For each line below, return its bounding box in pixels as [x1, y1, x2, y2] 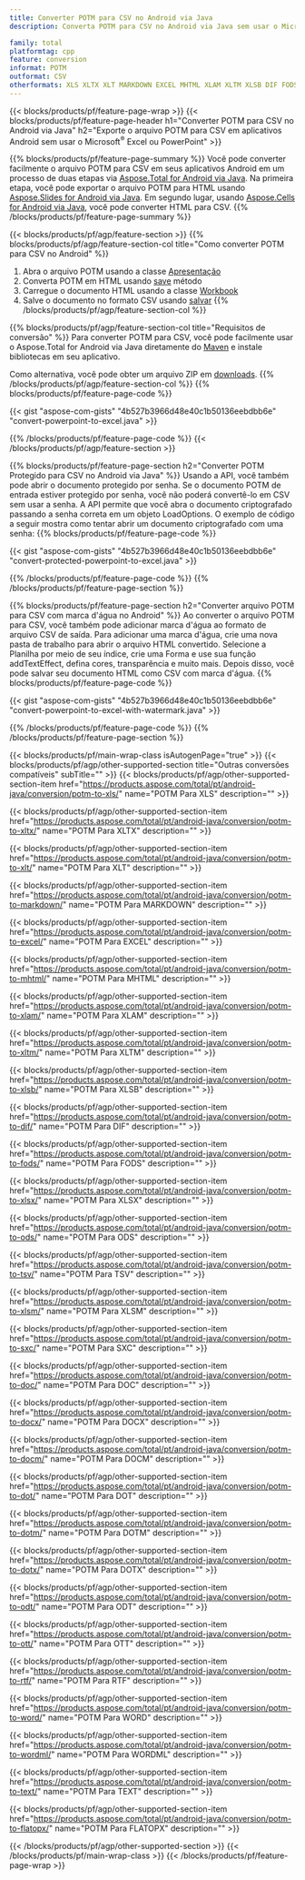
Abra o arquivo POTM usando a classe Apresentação [22, 266, 221, 277]
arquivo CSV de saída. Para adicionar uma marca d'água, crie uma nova [9, 629, 279, 640]
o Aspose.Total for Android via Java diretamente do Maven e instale [9, 342, 263, 353]
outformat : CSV [9, 72, 67, 82]
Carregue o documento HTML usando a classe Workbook [22, 286, 239, 297]
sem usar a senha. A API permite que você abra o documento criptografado [9, 499, 292, 510]
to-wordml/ [9, 1749, 52, 1760]
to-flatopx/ [9, 1823, 50, 1834]
